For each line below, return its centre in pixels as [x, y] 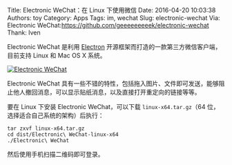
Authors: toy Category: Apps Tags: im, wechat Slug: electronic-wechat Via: [114, 18]
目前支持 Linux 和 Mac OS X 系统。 [57, 55]
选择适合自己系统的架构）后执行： [56, 115]
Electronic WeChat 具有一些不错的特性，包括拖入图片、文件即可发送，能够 [113, 84]
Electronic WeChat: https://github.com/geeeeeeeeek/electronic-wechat [108, 25]
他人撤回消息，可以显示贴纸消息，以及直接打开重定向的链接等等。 [107, 92]
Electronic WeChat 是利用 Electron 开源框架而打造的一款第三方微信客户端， [114, 47]
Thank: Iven [24, 32]
